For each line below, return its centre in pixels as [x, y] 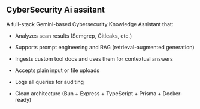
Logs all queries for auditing [49, 82]
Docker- [173, 93]
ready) [23, 99]
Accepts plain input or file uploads [57, 70]
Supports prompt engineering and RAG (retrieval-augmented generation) [104, 47]
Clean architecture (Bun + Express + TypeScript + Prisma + [88, 93]
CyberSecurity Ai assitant [55, 10]
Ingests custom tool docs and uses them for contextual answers [94, 58]
